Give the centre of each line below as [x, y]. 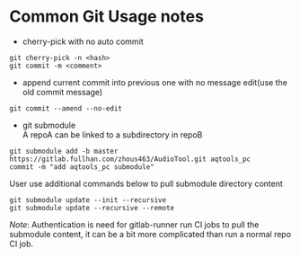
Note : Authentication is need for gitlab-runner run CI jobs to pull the [134, 224]
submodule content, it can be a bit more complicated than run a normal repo [150, 234]
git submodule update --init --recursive [88, 200]
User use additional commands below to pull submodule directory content [146, 183]
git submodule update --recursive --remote [92, 208]
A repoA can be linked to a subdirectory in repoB [112, 134]
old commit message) [62, 92]
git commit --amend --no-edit [66, 108]
